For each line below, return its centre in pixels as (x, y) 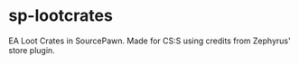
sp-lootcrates (61, 16)
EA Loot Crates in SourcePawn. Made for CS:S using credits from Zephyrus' (149, 41)
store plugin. (32, 50)
